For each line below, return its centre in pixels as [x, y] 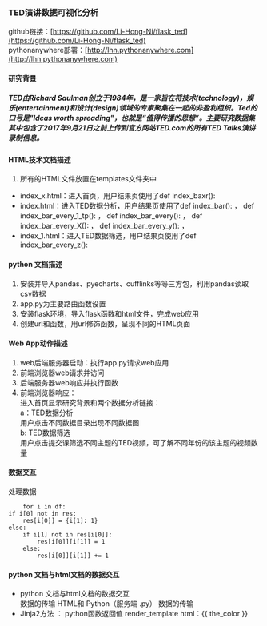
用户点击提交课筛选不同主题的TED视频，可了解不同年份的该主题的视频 [135, 442]
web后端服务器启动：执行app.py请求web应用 [94, 362]
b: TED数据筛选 [45, 433]
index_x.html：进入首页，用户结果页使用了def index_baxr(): [118, 196]
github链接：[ [31, 32]
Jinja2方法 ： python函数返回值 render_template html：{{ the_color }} [134, 614]
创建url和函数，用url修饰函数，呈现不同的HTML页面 [105, 323]
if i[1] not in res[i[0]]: [68, 535]
